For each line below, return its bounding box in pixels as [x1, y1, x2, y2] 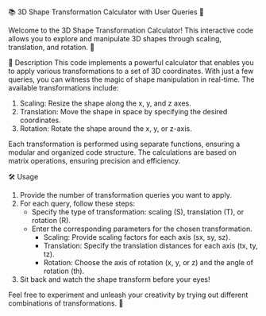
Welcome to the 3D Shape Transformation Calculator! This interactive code [8, 25, 254, 35]
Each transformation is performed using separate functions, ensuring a [8, 139, 241, 148]
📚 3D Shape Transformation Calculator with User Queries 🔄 [8, 7, 205, 17]
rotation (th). [43, 266, 85, 276]
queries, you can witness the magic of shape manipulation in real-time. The [8, 75, 255, 84]
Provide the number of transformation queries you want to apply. [19, 191, 232, 199]
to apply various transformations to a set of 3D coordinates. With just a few [8, 67, 254, 75]
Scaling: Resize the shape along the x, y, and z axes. [19, 98, 192, 108]
